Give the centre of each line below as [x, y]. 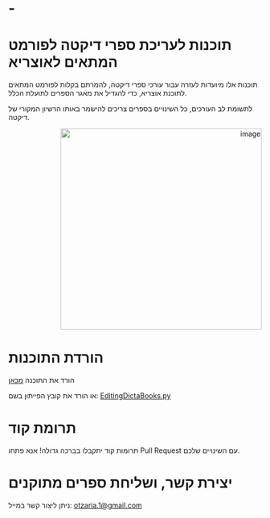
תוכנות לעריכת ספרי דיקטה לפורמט [120, 45]
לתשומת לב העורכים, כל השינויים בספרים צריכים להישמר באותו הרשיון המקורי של [131, 109]
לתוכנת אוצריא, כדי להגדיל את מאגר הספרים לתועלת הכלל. [98, 93]
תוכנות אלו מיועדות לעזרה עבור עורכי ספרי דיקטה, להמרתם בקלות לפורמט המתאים [133, 84]
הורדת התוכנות [56, 358]
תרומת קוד [42, 428]
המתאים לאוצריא [63, 62]
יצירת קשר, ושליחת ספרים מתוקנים [121, 483]
